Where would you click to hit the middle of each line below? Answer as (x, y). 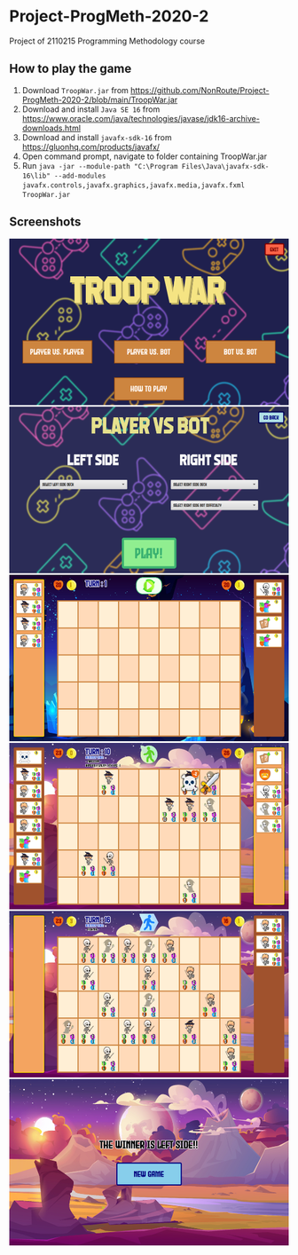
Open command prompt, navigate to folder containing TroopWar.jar (145, 156)
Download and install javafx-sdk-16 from (97, 137)
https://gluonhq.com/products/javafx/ (91, 146)
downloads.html (51, 128)
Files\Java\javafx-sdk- (225, 166)
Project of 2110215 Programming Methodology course (107, 41)
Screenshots (45, 222)
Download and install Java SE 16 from (91, 109)
